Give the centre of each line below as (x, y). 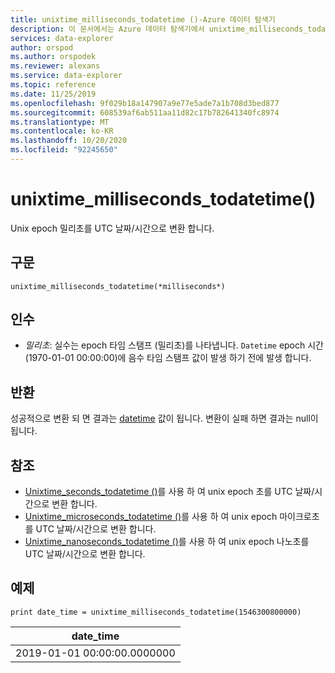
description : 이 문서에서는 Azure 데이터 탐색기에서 (107, 29)
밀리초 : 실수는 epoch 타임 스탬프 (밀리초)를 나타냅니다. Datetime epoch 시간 (174, 345)
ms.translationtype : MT (60, 122)
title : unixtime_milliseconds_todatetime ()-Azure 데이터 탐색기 (143, 19)
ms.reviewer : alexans (55, 66)
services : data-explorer (62, 38)
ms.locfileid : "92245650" (64, 150)
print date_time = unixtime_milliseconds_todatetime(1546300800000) (156, 612)
